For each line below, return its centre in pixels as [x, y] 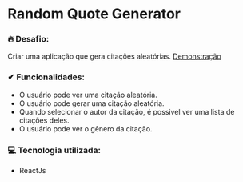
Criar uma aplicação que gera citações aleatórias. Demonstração [114, 56]
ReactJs [32, 171]
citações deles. [44, 120]
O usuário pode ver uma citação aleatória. [88, 95]
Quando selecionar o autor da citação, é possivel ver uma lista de [127, 111]
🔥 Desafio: [28, 39]
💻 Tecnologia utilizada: [54, 150]
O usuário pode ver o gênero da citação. [86, 128]
